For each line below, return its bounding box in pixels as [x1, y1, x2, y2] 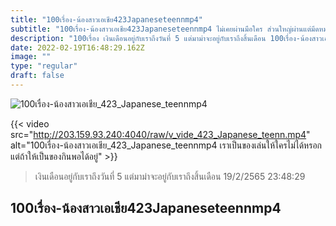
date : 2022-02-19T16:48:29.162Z [10, 42, 145, 53]
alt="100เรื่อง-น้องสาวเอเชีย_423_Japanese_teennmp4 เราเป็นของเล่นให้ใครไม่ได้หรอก [10, 139, 323, 151]
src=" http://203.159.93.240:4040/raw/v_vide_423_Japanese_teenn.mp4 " [10, 128, 311, 140]
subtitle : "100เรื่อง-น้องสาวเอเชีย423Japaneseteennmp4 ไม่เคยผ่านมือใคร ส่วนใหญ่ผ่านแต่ [10, 24, 312, 34]
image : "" [10, 52, 52, 62]
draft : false [10, 71, 65, 81]
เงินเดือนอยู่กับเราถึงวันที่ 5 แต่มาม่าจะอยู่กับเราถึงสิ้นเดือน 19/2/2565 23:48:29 [34, 170, 306, 182]
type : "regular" [10, 61, 78, 71]
